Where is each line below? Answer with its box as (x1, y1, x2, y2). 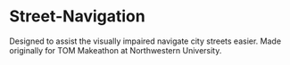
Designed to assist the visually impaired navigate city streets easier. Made (9, 36, 282, 46)
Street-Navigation (9, 6, 145, 27)
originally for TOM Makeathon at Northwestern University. (9, 45, 222, 55)
